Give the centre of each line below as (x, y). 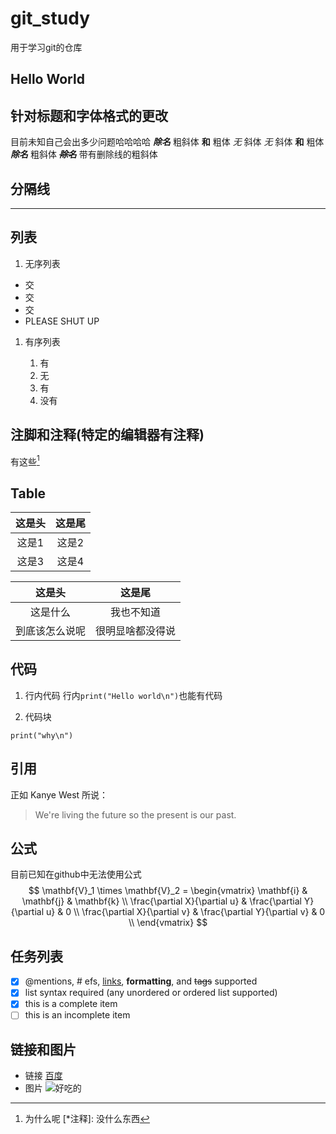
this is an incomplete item (77, 1015)
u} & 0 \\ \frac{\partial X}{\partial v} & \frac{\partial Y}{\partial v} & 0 (186, 912)
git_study (50, 18)
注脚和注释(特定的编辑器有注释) (107, 435)
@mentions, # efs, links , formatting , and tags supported (141, 981)
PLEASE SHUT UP (62, 321)
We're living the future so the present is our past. (135, 814)
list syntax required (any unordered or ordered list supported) (151, 993)
